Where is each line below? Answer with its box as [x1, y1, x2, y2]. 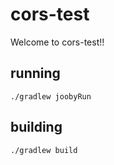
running [10, 65, 61, 82]
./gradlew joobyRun [10, 91, 92, 102]
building [10, 119, 63, 136]
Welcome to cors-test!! [10, 36, 105, 48]
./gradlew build [10, 145, 78, 155]
